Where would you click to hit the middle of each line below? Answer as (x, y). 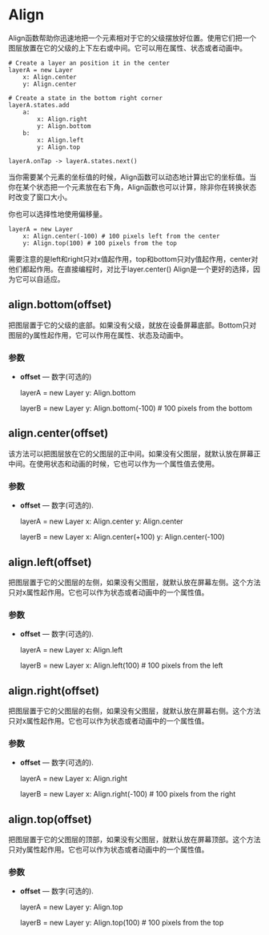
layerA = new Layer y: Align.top (71, 907)
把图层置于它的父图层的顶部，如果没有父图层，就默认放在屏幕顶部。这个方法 (134, 840)
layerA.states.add (39, 105)
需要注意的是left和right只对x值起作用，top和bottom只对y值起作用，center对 (133, 259)
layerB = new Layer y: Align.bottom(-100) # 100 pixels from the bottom (136, 408)
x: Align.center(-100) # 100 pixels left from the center (121, 236)
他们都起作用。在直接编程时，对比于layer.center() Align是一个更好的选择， (131, 269)
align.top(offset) (50, 819)
